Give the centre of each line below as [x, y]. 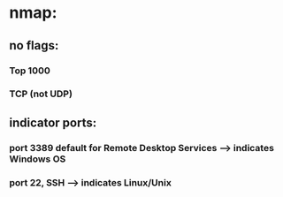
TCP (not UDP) [41, 94]
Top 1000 [30, 71]
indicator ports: [53, 122]
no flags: [34, 45]
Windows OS [38, 159]
